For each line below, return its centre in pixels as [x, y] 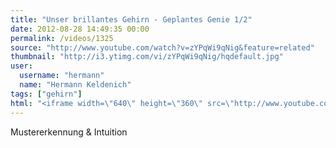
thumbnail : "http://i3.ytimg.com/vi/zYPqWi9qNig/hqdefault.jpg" [147, 57]
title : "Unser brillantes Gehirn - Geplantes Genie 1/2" [131, 19]
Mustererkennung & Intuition [69, 132]
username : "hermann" [62, 76]
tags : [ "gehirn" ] [46, 94]
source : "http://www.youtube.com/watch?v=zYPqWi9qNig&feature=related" [162, 47]
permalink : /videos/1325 [62, 38]
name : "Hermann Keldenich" [75, 85]
